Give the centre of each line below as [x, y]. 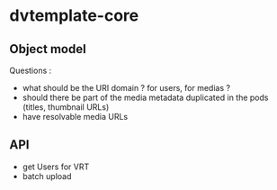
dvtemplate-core [74, 16]
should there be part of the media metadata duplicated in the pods [145, 97]
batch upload [47, 176]
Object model [48, 49]
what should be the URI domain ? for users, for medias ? [126, 88]
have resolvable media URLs [75, 117]
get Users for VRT [56, 167]
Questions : [31, 70]
